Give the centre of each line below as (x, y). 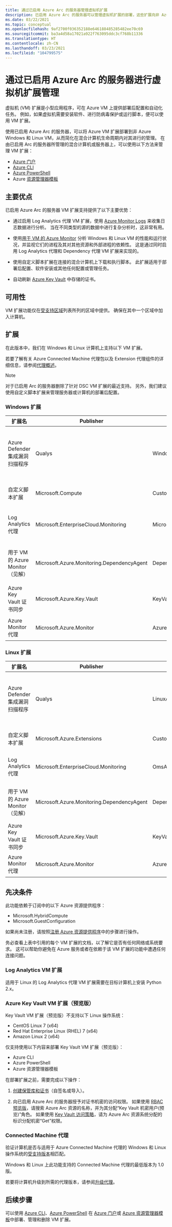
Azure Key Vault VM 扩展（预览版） (50, 1003)
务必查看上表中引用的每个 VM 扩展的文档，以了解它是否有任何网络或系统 (82, 943)
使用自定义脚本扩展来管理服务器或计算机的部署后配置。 (63, 392)
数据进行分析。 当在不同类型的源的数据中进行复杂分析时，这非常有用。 (92, 227)
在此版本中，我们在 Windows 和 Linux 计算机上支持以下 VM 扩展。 (75, 348)
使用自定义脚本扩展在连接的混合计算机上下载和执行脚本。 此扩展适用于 (87, 262)
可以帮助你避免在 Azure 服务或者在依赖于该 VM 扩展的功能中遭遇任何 (93, 949)
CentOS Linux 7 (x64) (36, 1025)
